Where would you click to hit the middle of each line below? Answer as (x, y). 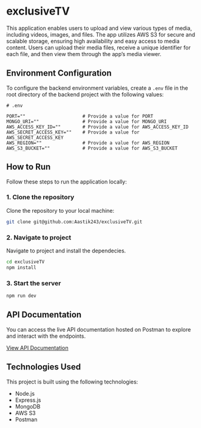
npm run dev (21, 296)
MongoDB (28, 406)
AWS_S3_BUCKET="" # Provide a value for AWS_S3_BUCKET (92, 148)
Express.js (28, 400)
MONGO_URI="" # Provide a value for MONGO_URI (87, 121)
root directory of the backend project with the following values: (85, 94)
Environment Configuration (59, 73)
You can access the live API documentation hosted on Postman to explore (99, 329)
